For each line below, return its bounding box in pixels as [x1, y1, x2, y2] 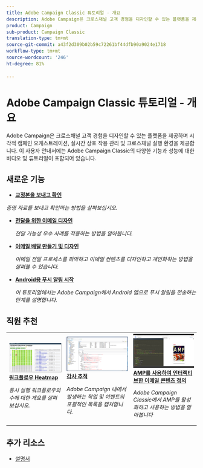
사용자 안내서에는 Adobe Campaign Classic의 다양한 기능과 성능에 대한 [25, 147, 195, 154]
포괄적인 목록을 [66, 401, 103, 408]
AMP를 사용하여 [133, 369, 172, 377]
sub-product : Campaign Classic [6, 29, 85, 35]
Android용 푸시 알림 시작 [14, 276, 74, 284]
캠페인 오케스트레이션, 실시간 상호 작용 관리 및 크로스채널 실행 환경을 [17, 140, 179, 147]
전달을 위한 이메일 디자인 [14, 217, 73, 224]
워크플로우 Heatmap [8, 374, 59, 381]
